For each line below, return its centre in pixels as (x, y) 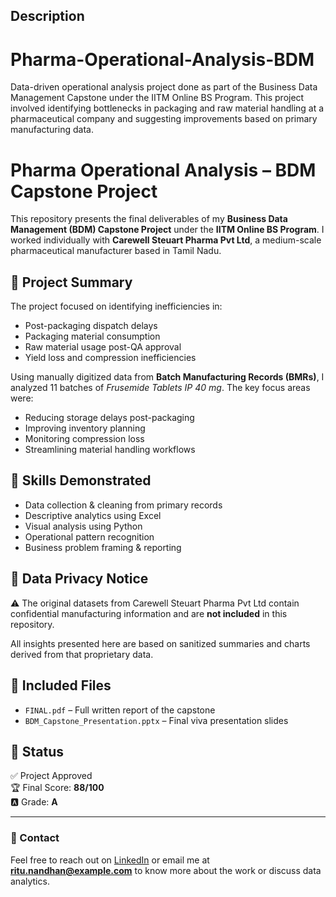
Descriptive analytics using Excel (93, 515)
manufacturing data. (52, 130)
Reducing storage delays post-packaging (109, 418)
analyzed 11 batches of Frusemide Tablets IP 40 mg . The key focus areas (160, 388)
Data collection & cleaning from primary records (123, 505)
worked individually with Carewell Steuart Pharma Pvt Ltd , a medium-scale (166, 240)
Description (47, 16)
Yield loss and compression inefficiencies (110, 358)
